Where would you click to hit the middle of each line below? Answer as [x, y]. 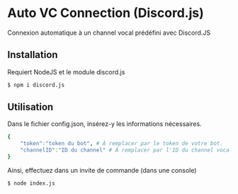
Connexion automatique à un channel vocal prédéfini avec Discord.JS [109, 33]
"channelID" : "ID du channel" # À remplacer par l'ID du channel [117, 150]
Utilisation [30, 107]
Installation [33, 55]
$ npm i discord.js [36, 85]
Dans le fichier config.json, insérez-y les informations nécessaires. [104, 124]
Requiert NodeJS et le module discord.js [66, 72]
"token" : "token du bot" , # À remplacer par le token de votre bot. [121, 144]
